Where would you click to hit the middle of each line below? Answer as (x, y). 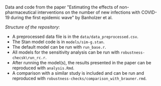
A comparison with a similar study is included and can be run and (78, 73)
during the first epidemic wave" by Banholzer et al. (62, 17)
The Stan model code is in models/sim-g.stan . (58, 42)
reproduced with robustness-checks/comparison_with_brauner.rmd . (79, 78)
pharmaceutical (21, 12)
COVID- (149, 12)
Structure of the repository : (33, 27)
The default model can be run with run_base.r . (59, 47)
